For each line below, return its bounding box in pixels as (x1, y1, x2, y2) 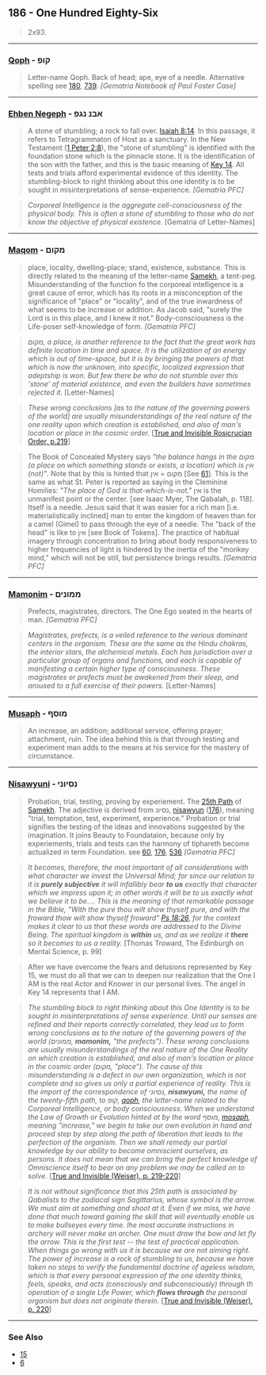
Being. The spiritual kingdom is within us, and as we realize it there (27, 930, 249, 939)
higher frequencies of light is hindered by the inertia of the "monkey (27, 544, 249, 554)
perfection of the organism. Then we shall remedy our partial (27, 1137, 227, 1147)
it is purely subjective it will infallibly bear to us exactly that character (27, 879, 257, 888)
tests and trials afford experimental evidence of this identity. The (27, 168, 239, 178)
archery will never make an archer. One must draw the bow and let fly (27, 1228, 256, 1238)
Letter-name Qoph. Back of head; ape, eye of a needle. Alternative (27, 73, 245, 82)
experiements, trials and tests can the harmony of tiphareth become (27, 838, 249, 848)
